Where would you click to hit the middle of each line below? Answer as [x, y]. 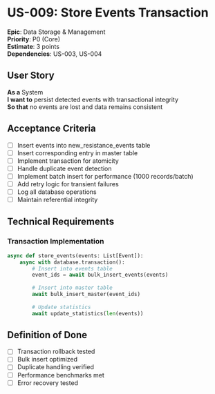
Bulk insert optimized [47, 359]
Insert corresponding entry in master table [77, 152]
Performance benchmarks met [61, 375]
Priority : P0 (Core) [34, 39]
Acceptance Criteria [52, 129]
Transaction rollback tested [56, 352]
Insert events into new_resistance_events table [84, 145]
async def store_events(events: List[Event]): [75, 256]
